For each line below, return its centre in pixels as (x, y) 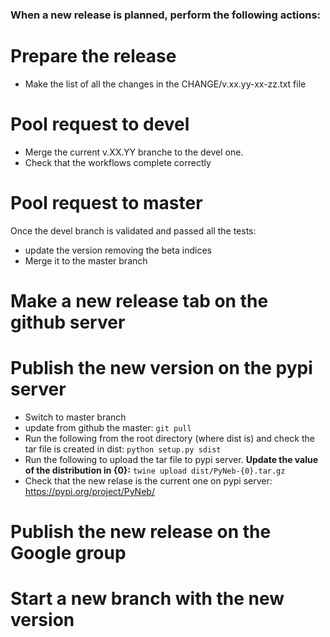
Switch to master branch (75, 417)
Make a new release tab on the (139, 300)
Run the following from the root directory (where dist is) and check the (169, 438)
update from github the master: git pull (108, 427)
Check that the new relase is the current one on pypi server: (148, 480)
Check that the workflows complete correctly (118, 162)
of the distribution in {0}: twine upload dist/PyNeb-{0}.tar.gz (155, 470)
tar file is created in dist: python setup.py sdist (123, 449)
